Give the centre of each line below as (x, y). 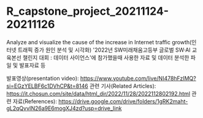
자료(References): (35, 101)
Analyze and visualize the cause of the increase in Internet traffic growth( (99, 42)
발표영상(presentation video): (43, 78)
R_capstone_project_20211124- (88, 11)
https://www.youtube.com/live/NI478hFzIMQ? (138, 78)
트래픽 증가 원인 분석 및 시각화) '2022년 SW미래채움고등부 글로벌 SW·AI (104, 50)
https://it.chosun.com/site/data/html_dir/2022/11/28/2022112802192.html (98, 93)
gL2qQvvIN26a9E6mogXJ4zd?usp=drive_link (64, 108)
